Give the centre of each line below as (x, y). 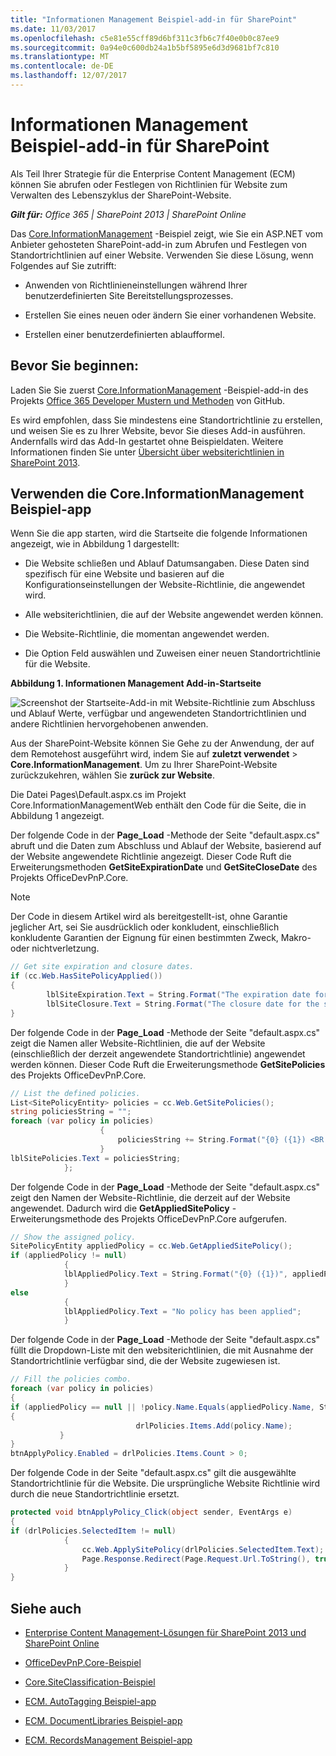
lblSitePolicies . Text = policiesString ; (96, 1158)
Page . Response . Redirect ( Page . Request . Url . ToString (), (196, 1559)
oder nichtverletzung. (55, 948)
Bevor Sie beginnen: (75, 366)
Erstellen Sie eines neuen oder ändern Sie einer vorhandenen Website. (170, 315)
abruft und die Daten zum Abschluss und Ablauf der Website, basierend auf (166, 846)
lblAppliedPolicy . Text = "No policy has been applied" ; (182, 1311)
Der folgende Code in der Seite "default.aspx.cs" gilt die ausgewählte (153, 1473)
